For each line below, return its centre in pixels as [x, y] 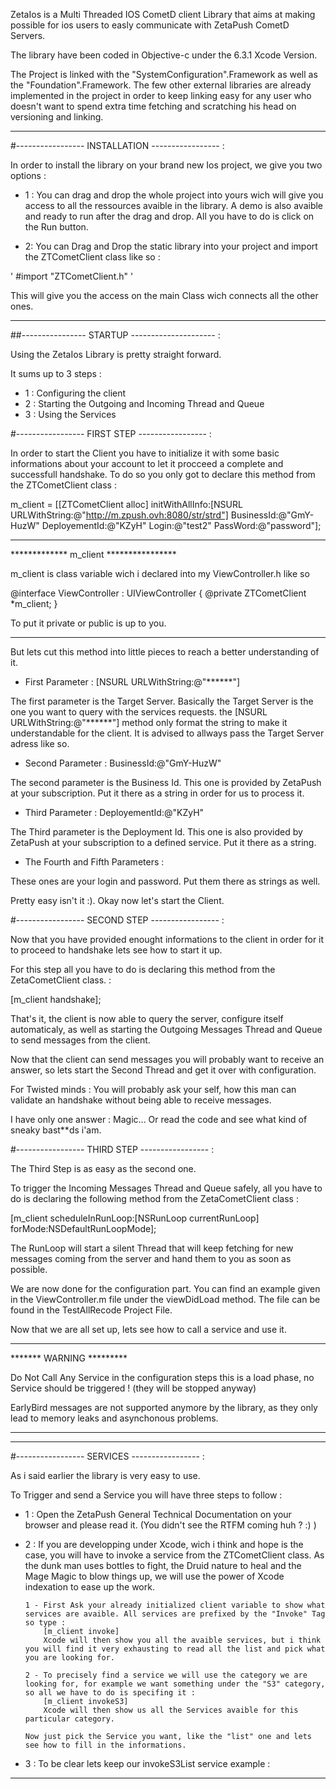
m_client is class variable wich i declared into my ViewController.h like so [160, 573]
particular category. [69, 1719]
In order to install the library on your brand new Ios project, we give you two [166, 165]
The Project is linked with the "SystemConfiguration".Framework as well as [164, 74]
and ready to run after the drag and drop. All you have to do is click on [169, 216]
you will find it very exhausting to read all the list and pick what [175, 1649]
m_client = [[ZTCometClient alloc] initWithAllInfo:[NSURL [126, 504]
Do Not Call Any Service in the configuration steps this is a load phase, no [162, 1377]
